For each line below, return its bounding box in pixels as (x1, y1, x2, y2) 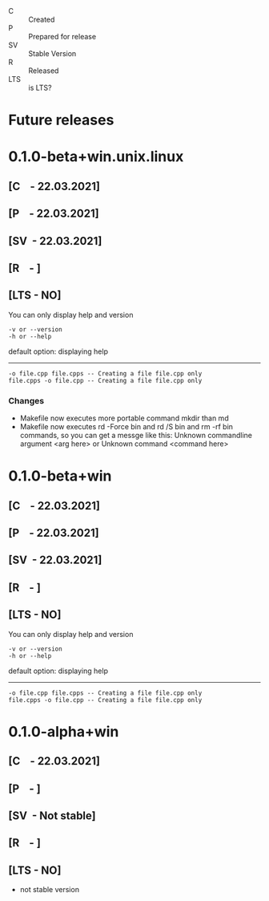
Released (28, 66, 59, 75)
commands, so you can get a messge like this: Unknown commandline (19, 431, 253, 440)
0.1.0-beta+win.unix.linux (8, 148, 184, 166)
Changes (8, 395, 45, 406)
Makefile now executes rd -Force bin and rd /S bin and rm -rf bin (19, 422, 234, 432)
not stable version (19, 885, 80, 895)
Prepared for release (28, 32, 97, 41)
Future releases (8, 111, 114, 129)
